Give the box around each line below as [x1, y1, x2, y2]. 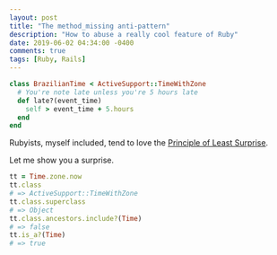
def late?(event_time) [17, 96, 102, 105]
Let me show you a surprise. [9, 154, 115, 166]
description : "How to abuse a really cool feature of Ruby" [9, 30, 239, 39]
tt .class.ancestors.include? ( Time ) [9, 214, 143, 223]
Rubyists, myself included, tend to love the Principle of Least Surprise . [9, 137, 269, 148]
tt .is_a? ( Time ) [9, 231, 66, 240]
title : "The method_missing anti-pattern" [9, 22, 170, 31]
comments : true [9, 47, 66, 56]
